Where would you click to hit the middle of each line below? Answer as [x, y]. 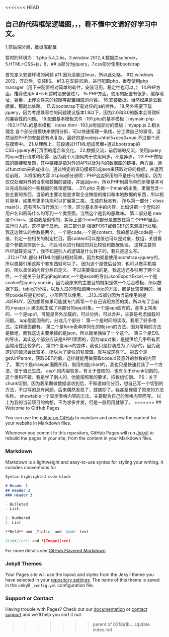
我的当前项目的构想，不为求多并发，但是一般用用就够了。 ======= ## [88, 402]
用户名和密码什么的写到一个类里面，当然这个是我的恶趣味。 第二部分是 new [83, 213]
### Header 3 [19, 495]
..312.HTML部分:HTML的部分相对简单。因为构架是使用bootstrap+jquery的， [84, 257]
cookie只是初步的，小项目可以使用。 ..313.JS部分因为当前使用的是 [78, 295]
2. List [13, 523]
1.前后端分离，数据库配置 [31, 47]
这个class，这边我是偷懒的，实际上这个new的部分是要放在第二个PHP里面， [83, 219]
